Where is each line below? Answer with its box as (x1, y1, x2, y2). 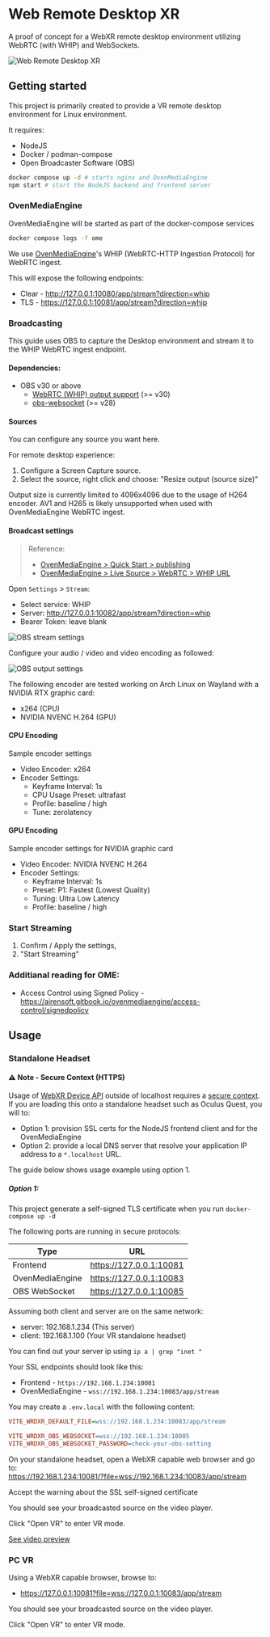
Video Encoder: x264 (19, 764, 91, 774)
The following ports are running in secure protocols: (8, 1226, 182, 1237)
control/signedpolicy (19, 1005, 89, 1015)
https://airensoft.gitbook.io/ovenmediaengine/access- (19, 996, 200, 1006)
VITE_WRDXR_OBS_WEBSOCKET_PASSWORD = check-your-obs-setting (8, 1440, 212, 1448)
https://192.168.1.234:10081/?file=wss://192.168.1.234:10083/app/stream (8, 1471, 247, 1481)
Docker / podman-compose (19, 149, 113, 158)
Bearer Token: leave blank (19, 616, 108, 627)
